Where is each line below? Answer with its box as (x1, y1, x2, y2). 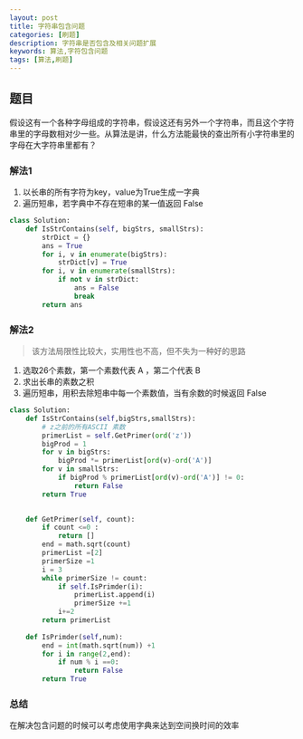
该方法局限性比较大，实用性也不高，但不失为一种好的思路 (31, 346, 246, 357)
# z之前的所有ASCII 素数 (42, 422, 126, 431)
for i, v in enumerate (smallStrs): (42, 266, 176, 276)
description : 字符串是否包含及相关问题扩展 (9, 38, 156, 48)
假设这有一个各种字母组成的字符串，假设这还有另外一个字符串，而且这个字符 (9, 117, 295, 128)
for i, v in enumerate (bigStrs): (42, 250, 168, 259)
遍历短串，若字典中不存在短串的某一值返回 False (22, 198, 204, 209)
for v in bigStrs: (42, 447, 111, 457)
